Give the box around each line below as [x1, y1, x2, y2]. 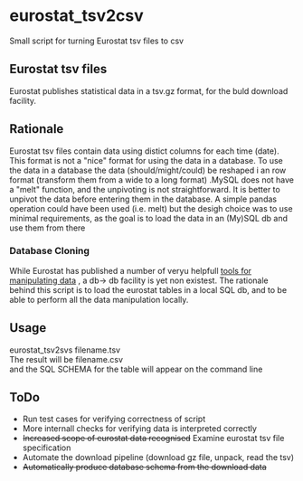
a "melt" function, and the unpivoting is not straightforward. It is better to [9, 184, 280, 194]
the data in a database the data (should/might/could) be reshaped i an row [9, 165, 287, 175]
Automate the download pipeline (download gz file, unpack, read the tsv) [22, 452, 295, 463]
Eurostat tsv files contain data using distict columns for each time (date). [9, 146, 279, 156]
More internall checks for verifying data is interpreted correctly [22, 423, 258, 434]
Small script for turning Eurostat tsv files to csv [9, 35, 184, 46]
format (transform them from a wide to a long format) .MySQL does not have [9, 174, 295, 185]
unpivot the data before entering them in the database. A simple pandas [9, 193, 278, 204]
